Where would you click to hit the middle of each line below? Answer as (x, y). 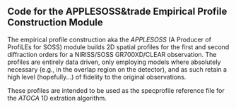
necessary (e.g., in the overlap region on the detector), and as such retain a (117, 69)
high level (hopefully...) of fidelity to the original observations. (97, 77)
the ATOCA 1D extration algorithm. (57, 98)
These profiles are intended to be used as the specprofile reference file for (116, 90)
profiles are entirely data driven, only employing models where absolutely (114, 62)
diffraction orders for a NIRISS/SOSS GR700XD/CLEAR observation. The (112, 54)
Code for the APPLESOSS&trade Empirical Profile (117, 12)
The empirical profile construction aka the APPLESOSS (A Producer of (110, 39)
